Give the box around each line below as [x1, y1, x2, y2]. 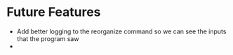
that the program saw [16, 34, 79, 42]
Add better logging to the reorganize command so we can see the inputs [16, 27, 227, 36]
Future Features [6, 4, 101, 20]
